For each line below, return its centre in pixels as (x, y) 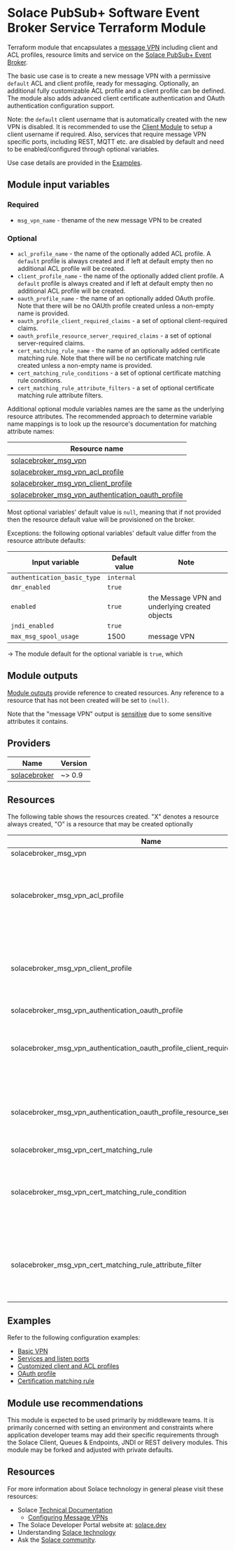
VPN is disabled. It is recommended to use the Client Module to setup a (110, 126)
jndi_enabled (33, 626)
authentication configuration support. (61, 105)
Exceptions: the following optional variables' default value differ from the (112, 533)
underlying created (179, 607)
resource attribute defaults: (47, 540)
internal (122, 577)
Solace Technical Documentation (65, 1510)
